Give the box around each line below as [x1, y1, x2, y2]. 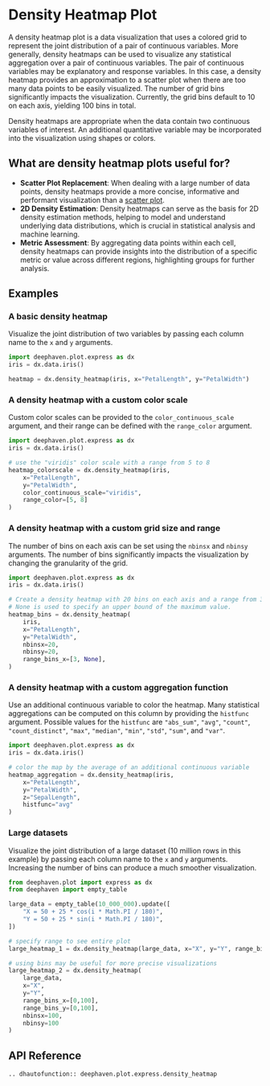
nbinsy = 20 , [22, 648, 59, 656]
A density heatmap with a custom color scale [8, 394, 188, 405]
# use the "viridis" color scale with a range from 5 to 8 [8, 459, 211, 467]
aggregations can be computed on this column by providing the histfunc [8, 709, 249, 718]
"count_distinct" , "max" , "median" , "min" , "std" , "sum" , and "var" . [8, 726, 226, 735]
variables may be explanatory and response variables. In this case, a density [8, 66, 261, 76]
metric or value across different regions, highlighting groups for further [19, 255, 256, 265]
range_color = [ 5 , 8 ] [22, 496, 88, 504]
